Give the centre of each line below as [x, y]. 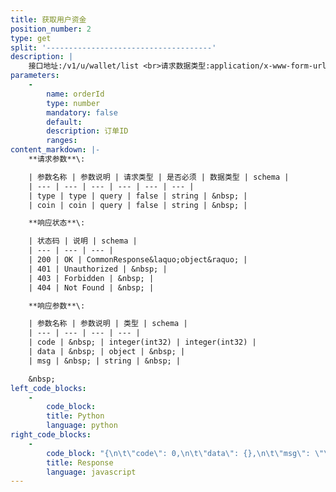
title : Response [80, 462]
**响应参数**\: [57, 306]
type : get [31, 38]
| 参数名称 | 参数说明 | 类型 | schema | [108, 324]
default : [64, 122]
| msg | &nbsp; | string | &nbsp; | [105, 361]
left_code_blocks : [48, 388]
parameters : [35, 76]
